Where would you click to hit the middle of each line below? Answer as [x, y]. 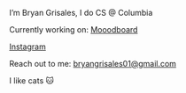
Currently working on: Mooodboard [74, 29]
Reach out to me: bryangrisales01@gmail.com [93, 64]
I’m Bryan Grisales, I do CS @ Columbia [81, 13]
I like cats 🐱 [32, 81]
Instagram [27, 46]
